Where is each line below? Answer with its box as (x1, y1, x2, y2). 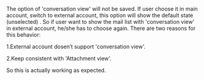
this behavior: (6, 31, 41, 38)
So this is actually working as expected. (6, 67, 106, 74)
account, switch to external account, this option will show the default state (6, 12, 194, 19)
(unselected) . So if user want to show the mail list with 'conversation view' (6, 18, 195, 25)
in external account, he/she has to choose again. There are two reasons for (6, 24, 196, 32)
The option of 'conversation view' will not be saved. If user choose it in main (6, 5, 199, 12)
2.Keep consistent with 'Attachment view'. (6, 55, 112, 62)
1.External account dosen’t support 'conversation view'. (6, 43, 146, 50)
